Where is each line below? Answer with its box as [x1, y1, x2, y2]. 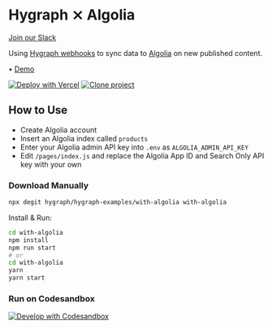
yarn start [8, 274, 45, 282]
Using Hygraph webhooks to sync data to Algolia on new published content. [8, 48, 263, 58]
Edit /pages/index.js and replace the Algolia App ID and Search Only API [19, 150, 265, 160]
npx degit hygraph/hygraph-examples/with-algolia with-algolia [8, 198, 227, 206]
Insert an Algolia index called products [19, 133, 149, 143]
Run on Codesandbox [8, 292, 95, 304]
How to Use [8, 103, 68, 117]
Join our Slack [8, 32, 57, 42]
